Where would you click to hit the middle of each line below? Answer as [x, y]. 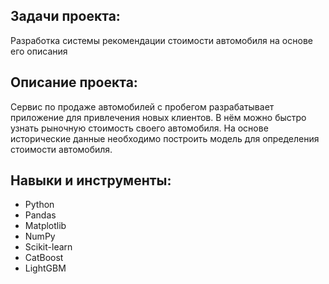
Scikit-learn [48, 247]
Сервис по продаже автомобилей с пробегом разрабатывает [142, 106]
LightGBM [45, 268]
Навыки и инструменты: [91, 180]
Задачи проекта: [65, 16]
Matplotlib [45, 226]
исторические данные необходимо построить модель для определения [165, 138]
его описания [39, 51]
